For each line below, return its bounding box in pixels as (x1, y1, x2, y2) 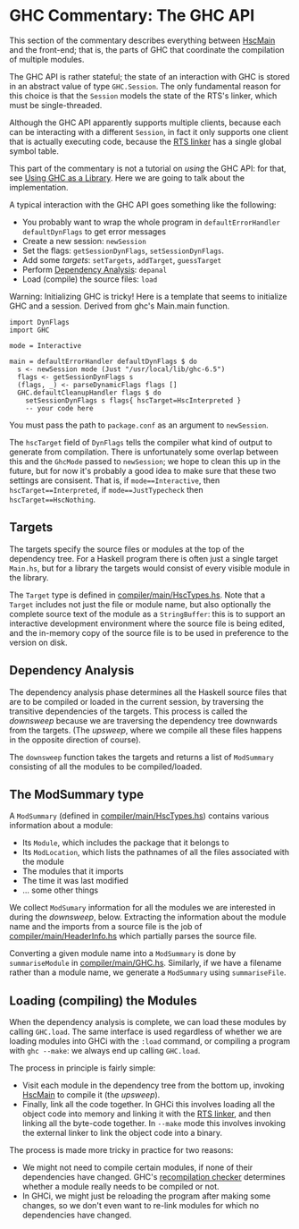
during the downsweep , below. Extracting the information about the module (9, 911, 287, 922)
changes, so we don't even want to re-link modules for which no (21, 1200, 260, 1211)
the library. (9, 572, 49, 582)
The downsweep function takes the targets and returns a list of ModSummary (9, 751, 274, 762)
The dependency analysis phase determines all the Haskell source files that (9, 686, 287, 698)
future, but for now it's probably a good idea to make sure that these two (9, 465, 277, 476)
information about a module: (9, 820, 113, 831)
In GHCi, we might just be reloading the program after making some (21, 1191, 270, 1201)
